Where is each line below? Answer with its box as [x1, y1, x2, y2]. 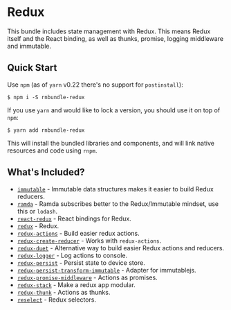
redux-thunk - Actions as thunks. [17, 288, 111, 296]
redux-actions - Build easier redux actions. [17, 229, 140, 237]
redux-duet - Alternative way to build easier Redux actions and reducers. [17, 243, 225, 252]
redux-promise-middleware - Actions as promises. [17, 273, 158, 282]
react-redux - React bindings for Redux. [17, 214, 131, 223]
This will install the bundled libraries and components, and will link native [7, 139, 214, 147]
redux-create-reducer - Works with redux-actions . [17, 236, 162, 245]
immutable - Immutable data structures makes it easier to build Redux [17, 184, 214, 193]
